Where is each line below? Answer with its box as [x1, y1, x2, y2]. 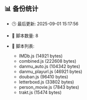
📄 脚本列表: [11, 43, 35, 49]
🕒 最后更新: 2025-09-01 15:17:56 [11, 21, 79, 26]
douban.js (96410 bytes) [19, 74, 68, 79]
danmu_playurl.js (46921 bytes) [19, 68, 83, 75]
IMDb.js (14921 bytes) [19, 53, 63, 59]
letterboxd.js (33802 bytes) [19, 79, 74, 85]
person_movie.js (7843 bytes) [19, 84, 79, 90]
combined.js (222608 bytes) [19, 58, 77, 64]
